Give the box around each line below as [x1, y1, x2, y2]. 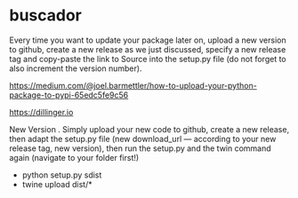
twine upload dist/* [21, 178, 93, 189]
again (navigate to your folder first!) [9, 152, 140, 162]
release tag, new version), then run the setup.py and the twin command [9, 143, 271, 154]
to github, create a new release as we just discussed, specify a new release [9, 44, 286, 54]
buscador [9, 5, 82, 26]
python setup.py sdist [21, 170, 102, 180]
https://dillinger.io [9, 107, 74, 117]
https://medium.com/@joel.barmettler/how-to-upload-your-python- [9, 80, 258, 91]
